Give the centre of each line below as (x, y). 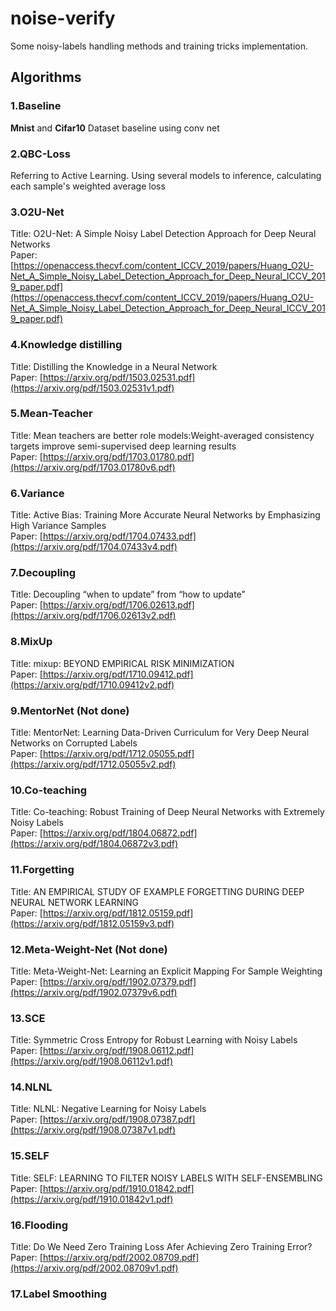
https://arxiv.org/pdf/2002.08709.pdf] (121, 1258)
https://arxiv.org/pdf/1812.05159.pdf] (118, 913)
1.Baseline (36, 106)
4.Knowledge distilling (66, 345)
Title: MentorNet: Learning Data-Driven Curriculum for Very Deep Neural (160, 732)
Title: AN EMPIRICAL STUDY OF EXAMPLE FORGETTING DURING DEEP (157, 891)
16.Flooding (39, 1225)
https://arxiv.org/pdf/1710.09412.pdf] (118, 674)
